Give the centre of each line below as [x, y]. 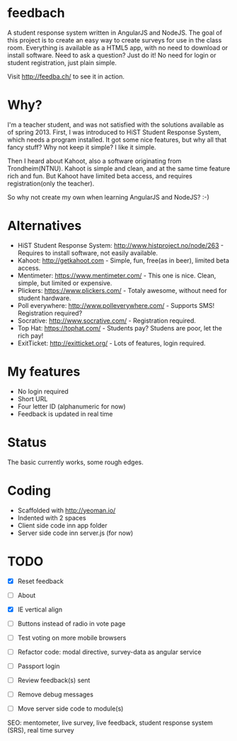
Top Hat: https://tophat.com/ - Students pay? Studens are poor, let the [120, 328]
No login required [43, 391]
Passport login [39, 666]
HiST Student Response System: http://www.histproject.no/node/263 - [121, 245]
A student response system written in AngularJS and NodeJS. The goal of [115, 33]
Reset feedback [40, 581]
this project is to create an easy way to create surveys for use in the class [115, 40]
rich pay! [30, 335]
